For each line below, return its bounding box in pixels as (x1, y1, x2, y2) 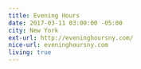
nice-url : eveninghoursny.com (8, 41, 109, 49)
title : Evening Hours (8, 11, 80, 20)
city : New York (8, 26, 59, 34)
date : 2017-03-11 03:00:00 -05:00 (8, 19, 123, 27)
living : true (8, 48, 52, 56)
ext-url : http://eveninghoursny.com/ (8, 33, 134, 42)
